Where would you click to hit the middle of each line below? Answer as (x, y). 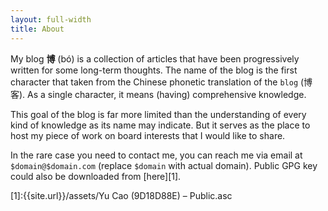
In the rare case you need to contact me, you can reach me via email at (156, 155)
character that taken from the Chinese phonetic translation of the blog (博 (161, 82)
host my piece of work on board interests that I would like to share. (148, 135)
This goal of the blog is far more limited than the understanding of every (158, 114)
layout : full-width (51, 19)
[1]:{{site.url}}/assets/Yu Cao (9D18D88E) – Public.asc (121, 195)
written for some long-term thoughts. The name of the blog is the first (154, 70)
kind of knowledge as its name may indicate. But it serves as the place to (160, 125)
